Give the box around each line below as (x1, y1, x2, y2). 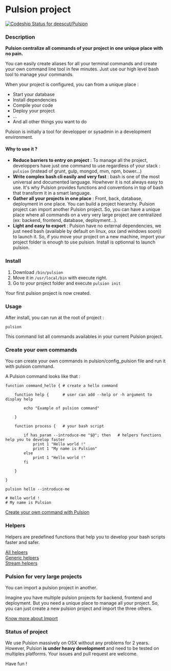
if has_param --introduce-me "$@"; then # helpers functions (24, 433, 161, 438)
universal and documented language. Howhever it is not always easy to (12, 179, 163, 185)
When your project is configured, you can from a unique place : (5, 81, 139, 88)
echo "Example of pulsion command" (24, 406, 100, 411)
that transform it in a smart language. (12, 190, 91, 196)
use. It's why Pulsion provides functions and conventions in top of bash (12, 184, 164, 191)
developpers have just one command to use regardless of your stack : (12, 163, 160, 169)
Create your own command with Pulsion (5, 509, 90, 515)
